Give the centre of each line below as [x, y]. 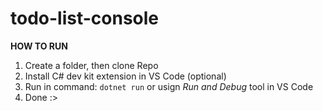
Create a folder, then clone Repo [91, 65]
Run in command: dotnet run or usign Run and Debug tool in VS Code [169, 86]
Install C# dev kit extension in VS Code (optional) [125, 76]
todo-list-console [85, 18]
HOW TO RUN [39, 46]
